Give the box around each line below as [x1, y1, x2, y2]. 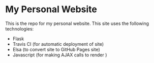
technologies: [5, 25, 34, 31]
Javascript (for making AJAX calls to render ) [12, 52, 107, 58]
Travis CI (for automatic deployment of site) [12, 41, 104, 47]
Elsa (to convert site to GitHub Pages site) [12, 46, 100, 52]
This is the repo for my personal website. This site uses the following [5, 20, 149, 26]
